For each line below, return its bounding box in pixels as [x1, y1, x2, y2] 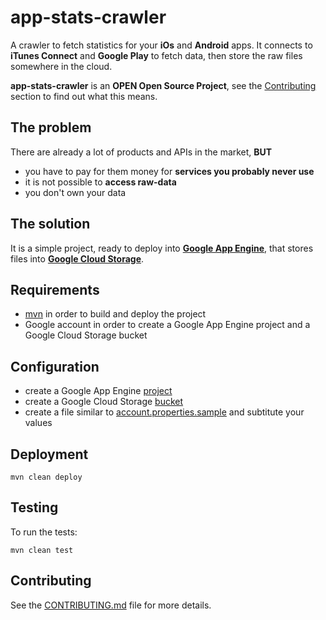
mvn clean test [10, 545, 74, 555]
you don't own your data [24, 186, 127, 198]
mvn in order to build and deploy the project [24, 308, 207, 320]
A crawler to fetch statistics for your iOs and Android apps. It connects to [10, 39, 313, 51]
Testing [10, 499, 59, 516]
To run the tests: [10, 526, 78, 538]
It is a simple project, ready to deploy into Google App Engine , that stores [10, 242, 314, 254]
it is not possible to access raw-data [24, 176, 177, 188]
